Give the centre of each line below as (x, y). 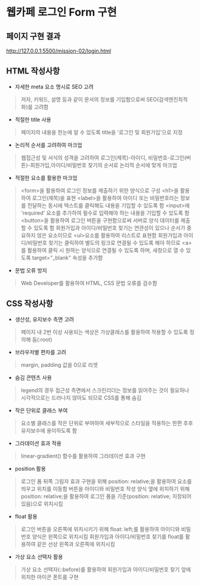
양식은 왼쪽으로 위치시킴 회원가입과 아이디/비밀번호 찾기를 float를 (108, 536)
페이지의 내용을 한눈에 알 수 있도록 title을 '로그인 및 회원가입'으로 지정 (102, 132)
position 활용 (30, 468)
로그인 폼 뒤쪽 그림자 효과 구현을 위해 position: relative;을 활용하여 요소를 (106, 481)
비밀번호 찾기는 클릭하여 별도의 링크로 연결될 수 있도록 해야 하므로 (104, 243)
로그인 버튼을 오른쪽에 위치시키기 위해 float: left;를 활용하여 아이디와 (100, 529)
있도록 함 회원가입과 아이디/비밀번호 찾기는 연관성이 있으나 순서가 (110, 228)
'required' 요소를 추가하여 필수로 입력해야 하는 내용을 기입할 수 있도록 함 (105, 213)
